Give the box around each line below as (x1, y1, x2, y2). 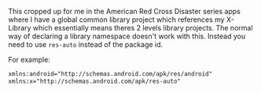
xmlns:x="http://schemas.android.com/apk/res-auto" (8, 77, 181, 85)
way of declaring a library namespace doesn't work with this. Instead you (8, 31, 246, 41)
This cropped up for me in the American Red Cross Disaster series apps (8, 7, 241, 16)
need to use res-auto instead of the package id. (8, 40, 164, 49)
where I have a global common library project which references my (8, 15, 226, 24)
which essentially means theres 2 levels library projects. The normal (32, 23, 253, 32)
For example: (8, 55, 51, 64)
